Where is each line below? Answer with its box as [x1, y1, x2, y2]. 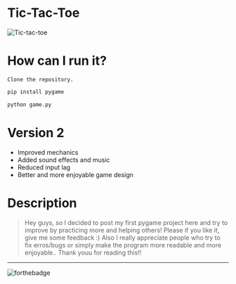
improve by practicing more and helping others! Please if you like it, [24, 226, 220, 234]
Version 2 [7, 124, 65, 141]
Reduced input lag [17, 163, 71, 172]
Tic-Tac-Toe [7, 5, 80, 21]
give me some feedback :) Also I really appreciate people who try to [24, 233, 221, 242]
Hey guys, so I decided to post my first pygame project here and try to [24, 218, 228, 226]
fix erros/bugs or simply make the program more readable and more [24, 240, 222, 249]
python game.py [7, 101, 52, 108]
